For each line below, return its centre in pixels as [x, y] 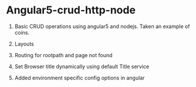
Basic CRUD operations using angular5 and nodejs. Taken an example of [102, 26]
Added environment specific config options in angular [80, 78]
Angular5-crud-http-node [71, 10]
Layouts [24, 44]
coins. [22, 32]
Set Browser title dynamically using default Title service [82, 66]
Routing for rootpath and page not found [63, 55]
